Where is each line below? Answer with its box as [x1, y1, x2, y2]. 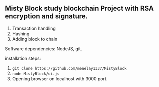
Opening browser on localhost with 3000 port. [12, 75, 108, 82]
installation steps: [5, 55, 41, 61]
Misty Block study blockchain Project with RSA [5, 4, 154, 13]
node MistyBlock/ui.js [12, 71, 60, 76]
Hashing [12, 30, 30, 37]
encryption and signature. [5, 12, 88, 21]
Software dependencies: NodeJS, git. [5, 45, 82, 52]
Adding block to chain [12, 36, 58, 42]
